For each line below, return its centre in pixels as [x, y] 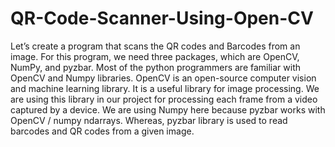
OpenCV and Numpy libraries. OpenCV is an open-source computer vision [163, 78]
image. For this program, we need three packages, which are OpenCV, [155, 56]
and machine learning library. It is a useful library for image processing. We [165, 88]
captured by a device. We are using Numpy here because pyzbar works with [168, 109]
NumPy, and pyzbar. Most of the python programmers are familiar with [156, 67]
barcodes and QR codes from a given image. [102, 131]
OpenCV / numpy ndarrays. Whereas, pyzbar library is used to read [149, 120]
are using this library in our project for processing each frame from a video [164, 99]
